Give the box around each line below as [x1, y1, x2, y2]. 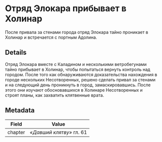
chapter [7, 129, 25, 136]
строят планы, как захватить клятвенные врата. [5, 92, 104, 98]
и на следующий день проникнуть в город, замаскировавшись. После [5, 82, 151, 88]
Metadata [5, 106, 35, 114]
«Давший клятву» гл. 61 [29, 129, 87, 136]
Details [5, 48, 27, 57]
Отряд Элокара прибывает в [5, 3, 127, 14]
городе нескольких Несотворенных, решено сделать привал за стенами [5, 77, 156, 82]
